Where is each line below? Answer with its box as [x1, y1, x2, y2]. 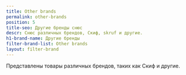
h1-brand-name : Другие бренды [6, 35, 80, 41]
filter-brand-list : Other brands [6, 41, 88, 47]
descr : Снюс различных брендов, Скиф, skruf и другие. [6, 30, 143, 36]
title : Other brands [6, 8, 57, 15]
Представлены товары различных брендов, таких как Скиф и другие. [6, 62, 180, 69]
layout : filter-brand [6, 47, 59, 52]
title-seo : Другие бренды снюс [6, 24, 83, 31]
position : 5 [6, 19, 35, 25]
